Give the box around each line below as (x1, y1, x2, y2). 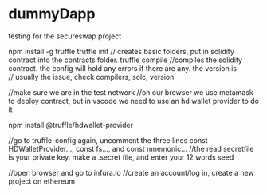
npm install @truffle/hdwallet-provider (8, 120, 134, 129)
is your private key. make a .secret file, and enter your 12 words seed (8, 152, 234, 162)
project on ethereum (8, 176, 76, 186)
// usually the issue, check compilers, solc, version (8, 72, 175, 81)
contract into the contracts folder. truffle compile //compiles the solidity (8, 55, 243, 65)
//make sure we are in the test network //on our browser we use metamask (8, 87, 253, 97)
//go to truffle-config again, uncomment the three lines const (8, 135, 209, 145)
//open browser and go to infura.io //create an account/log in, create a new (8, 168, 255, 177)
